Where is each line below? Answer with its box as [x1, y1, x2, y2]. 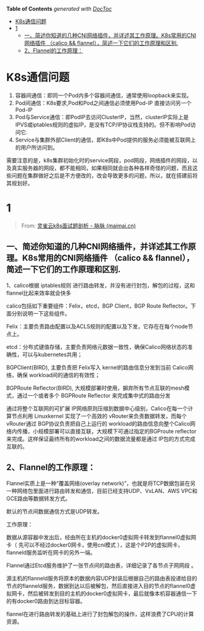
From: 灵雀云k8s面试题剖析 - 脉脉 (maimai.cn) [21, 222, 136, 229]
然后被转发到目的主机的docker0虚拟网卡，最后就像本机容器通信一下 [27, 590, 197, 597]
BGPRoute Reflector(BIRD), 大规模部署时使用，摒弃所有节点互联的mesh [6, 384, 185, 391]
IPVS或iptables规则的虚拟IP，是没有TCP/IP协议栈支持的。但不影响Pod [15, 121, 191, 128]
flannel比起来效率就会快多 [6, 289, 72, 297]
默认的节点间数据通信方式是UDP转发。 [6, 508, 103, 515]
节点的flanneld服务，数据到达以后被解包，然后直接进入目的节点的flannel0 [6, 582, 191, 589]
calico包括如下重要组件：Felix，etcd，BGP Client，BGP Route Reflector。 [6, 302, 191, 309]
